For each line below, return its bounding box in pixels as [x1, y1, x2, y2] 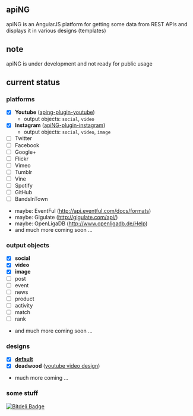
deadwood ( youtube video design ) [14, 362, 100, 370]
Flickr [14, 155, 29, 162]
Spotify [14, 182, 33, 189]
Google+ [14, 148, 37, 156]
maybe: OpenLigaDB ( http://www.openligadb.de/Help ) [14, 220, 148, 227]
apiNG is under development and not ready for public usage [6, 60, 153, 67]
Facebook [14, 141, 40, 148]
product [14, 295, 34, 302]
